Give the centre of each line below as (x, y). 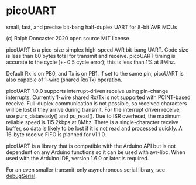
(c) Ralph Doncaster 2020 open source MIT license (68, 38)
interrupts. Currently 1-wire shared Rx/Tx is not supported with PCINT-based (98, 97)
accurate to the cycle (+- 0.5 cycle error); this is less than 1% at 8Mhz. (91, 62)
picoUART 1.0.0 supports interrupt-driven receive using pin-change (87, 91)
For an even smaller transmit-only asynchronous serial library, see (86, 169)
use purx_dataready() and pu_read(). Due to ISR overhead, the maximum (93, 116)
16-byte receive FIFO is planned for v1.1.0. (56, 134)
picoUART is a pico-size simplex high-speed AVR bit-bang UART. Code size (97, 49)
